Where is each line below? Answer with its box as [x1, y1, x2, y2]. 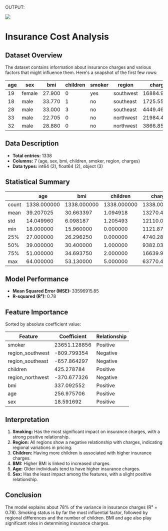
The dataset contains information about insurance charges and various [5, 64, 151, 70]
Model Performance [5, 275, 69, 283]
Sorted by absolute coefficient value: [5, 321, 81, 327]
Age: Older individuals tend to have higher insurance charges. [12, 466, 140, 472]
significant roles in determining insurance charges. [5, 520, 110, 526]
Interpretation [5, 415, 49, 424]
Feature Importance [5, 307, 68, 316]
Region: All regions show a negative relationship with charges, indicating [12, 439, 162, 445]
